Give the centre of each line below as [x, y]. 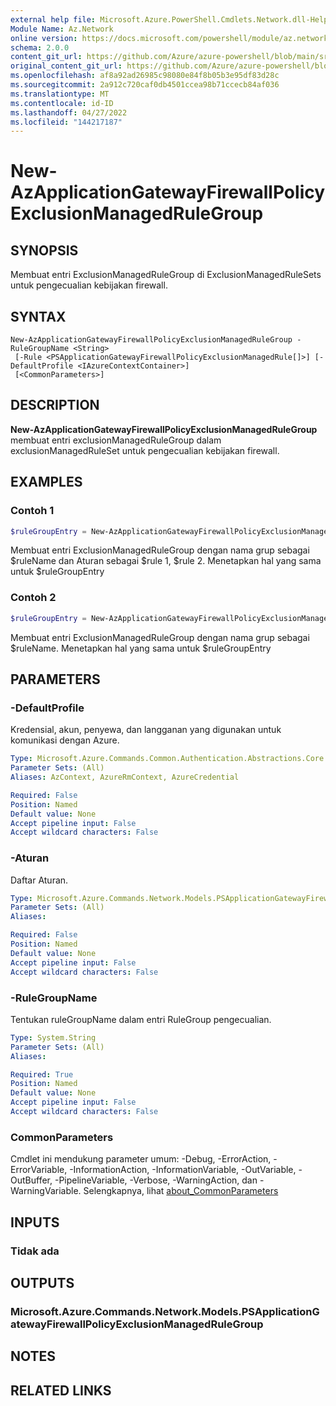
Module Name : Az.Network [62, 29]
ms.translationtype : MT [60, 94]
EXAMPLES [46, 482]
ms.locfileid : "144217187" [66, 122]
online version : [44, 38]
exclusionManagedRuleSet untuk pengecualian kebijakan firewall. [145, 450]
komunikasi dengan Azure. [65, 740]
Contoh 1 [32, 511]
